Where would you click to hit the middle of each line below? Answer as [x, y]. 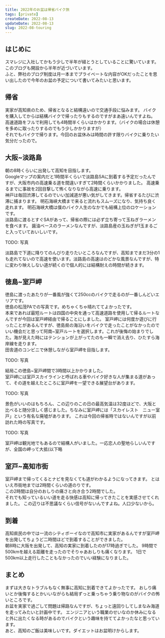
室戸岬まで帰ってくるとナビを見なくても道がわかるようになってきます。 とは [82, 479]
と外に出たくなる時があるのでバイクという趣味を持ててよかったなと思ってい [82, 618]
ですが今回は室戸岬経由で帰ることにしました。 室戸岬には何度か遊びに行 [83, 319]
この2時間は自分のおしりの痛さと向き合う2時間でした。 [62, 491]
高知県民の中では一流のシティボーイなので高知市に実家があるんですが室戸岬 [82, 533]
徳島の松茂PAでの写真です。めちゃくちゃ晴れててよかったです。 [70, 307]
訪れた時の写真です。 [27, 422]
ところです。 [22, 600]
